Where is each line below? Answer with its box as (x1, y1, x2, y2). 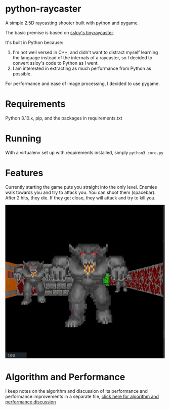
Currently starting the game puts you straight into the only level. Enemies (5, 184, 157, 190)
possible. (12, 70, 32, 76)
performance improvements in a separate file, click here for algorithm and (5, 393, 159, 400)
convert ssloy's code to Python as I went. (12, 60, 99, 66)
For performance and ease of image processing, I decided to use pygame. (5, 80, 160, 87)
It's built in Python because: (5, 39, 64, 46)
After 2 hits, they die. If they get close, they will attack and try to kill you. (5, 194, 156, 200)
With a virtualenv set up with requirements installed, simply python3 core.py (5, 149, 163, 155)
